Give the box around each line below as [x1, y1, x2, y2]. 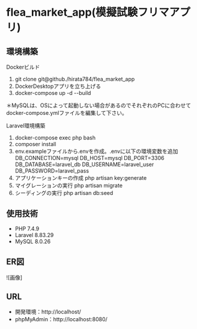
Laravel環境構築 [6, 122, 46, 129]
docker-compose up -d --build [14, 90, 91, 96]
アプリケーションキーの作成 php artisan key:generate [14, 174, 147, 181]
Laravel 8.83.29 [14, 231, 54, 238]
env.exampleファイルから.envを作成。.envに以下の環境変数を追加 [14, 148, 178, 155]
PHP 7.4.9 [14, 225, 40, 232]
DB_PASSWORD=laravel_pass [14, 167, 89, 174]
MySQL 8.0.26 [14, 238, 51, 245]
